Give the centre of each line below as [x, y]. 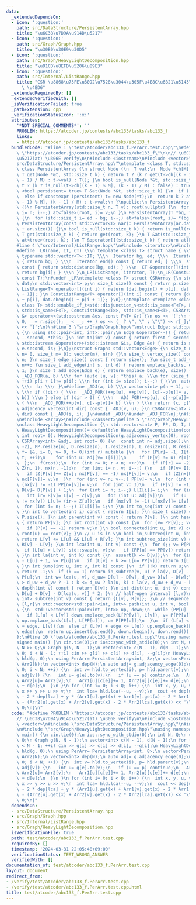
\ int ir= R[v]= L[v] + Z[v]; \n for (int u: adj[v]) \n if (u [101, 495]
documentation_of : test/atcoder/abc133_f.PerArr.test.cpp [78, 866]
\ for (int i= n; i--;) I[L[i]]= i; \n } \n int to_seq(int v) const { [104, 507]
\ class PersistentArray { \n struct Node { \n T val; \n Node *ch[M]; [104, 169]
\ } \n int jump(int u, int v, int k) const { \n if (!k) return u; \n [103, 566]
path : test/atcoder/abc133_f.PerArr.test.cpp [68, 838]
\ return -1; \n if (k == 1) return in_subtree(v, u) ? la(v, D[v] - [103, 572]
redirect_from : [24, 876]
